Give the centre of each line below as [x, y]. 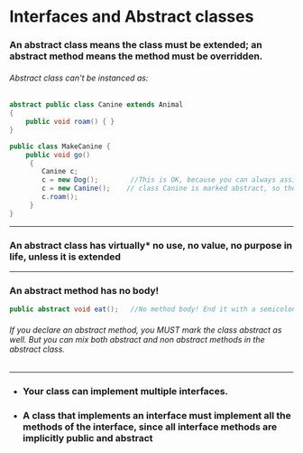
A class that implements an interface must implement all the [156, 416]
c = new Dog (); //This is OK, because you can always [159, 180]
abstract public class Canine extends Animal [96, 105]
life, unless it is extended [65, 257]
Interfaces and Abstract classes [132, 17]
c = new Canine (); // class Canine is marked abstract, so [161, 189]
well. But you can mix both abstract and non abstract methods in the [138, 339]
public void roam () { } [70, 122]
